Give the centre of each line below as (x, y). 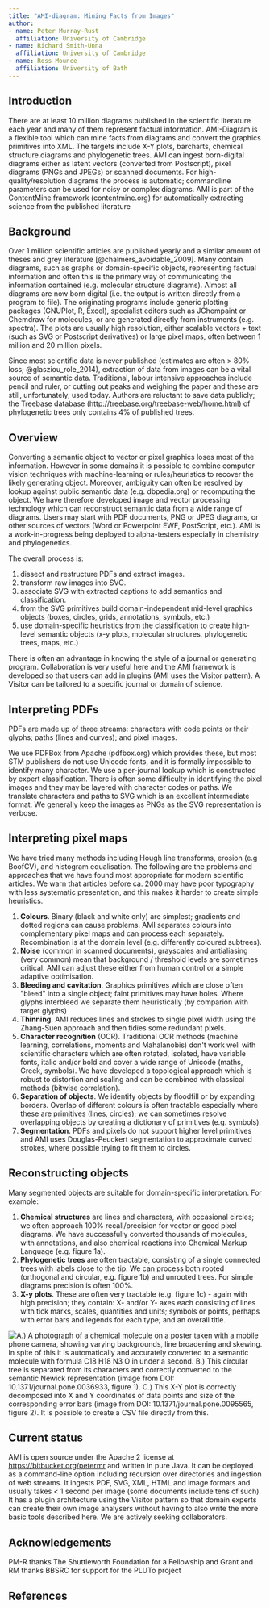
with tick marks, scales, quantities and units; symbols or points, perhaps (140, 1311)
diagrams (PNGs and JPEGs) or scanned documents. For (103, 172)
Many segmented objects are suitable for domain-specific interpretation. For (135, 1192)
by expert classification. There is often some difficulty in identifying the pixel (135, 779)
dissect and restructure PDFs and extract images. (102, 574)
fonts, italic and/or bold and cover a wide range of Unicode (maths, (131, 1062)
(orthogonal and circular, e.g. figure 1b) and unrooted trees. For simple (137, 1276)
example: (23, 1201)
